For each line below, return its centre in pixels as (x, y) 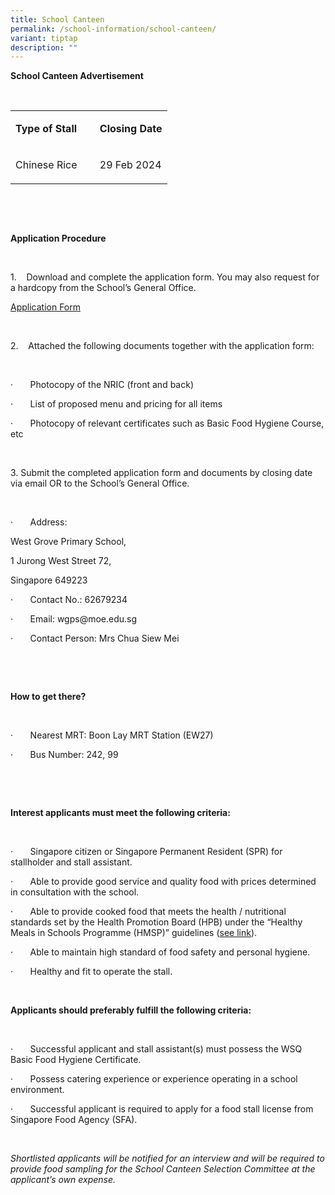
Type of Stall (46, 129)
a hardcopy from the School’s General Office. (103, 288)
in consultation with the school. (75, 892)
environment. (37, 1090)
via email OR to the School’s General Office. (100, 483)
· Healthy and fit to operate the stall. (91, 972)
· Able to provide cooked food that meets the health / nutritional (148, 912)
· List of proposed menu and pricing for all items (116, 404)
